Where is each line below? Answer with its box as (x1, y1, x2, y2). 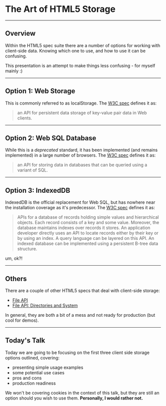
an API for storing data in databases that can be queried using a (17, 162, 147, 168)
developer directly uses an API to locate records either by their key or (17, 230, 159, 236)
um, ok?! (5, 255, 23, 261)
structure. (17, 246, 38, 252)
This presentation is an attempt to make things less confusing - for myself (5, 62, 156, 68)
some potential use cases (12, 369, 65, 375)
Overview (5, 29, 36, 38)
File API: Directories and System (12, 302, 78, 308)
